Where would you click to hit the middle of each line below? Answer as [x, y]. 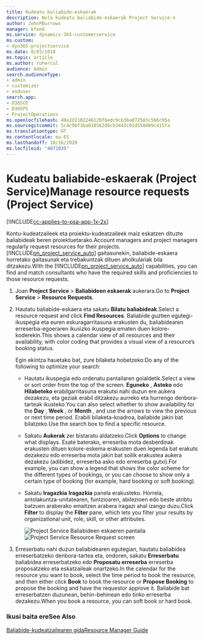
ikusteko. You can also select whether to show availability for [119, 404]
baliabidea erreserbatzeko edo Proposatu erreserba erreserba [94, 562]
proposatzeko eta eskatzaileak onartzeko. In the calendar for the [95, 568]
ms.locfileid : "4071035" [38, 148]
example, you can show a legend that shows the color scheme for [107, 468]
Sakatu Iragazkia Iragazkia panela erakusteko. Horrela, [93, 493]
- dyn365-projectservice [38, 46]
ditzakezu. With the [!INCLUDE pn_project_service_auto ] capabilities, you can [102, 266]
